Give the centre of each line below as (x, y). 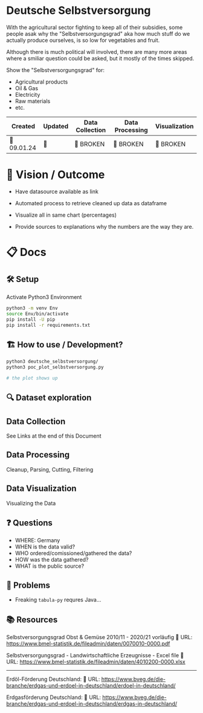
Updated (56, 126)
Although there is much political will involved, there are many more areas (97, 51)
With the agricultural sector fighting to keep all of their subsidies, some (95, 27)
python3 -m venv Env (32, 308)
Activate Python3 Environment (44, 297)
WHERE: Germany (37, 540)
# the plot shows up (32, 378)
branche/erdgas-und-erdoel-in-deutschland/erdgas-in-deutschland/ (92, 704)
